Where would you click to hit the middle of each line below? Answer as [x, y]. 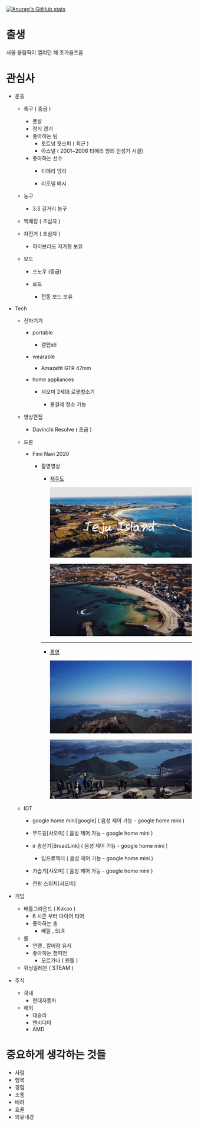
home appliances [53, 379]
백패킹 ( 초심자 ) [42, 221]
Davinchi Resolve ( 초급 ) [62, 429]
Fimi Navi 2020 [51, 453]
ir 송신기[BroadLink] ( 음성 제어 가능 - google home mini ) [100, 845]
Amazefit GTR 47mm [66, 368]
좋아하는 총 [45, 923]
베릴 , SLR [53, 931]
